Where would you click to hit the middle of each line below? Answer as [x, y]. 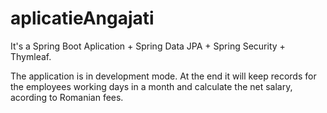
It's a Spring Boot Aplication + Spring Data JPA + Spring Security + [148, 46]
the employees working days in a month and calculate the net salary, [151, 86]
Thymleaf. [31, 56]
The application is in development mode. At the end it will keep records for [163, 76]
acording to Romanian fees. [67, 97]
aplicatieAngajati [82, 18]
